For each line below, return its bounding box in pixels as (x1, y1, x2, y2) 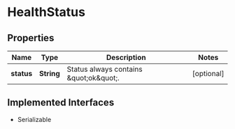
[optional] (192, 69, 225, 78)
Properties (7, 32, 55, 44)
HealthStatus (7, 4, 86, 20)
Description (106, 53, 146, 62)
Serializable (17, 115, 52, 123)
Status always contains (66, 64, 143, 74)
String (38, 69, 61, 78)
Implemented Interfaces (7, 97, 115, 109)
